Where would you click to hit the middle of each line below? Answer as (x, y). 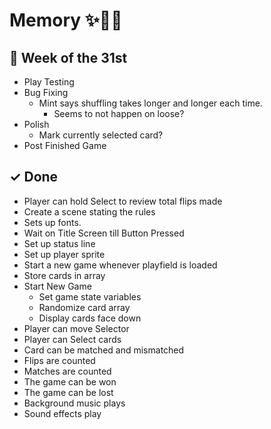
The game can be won (70, 381)
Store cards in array (64, 275)
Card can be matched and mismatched (104, 350)
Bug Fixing (46, 92)
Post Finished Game (65, 145)
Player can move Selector (76, 328)
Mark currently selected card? (101, 135)
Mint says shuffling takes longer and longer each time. (150, 103)
